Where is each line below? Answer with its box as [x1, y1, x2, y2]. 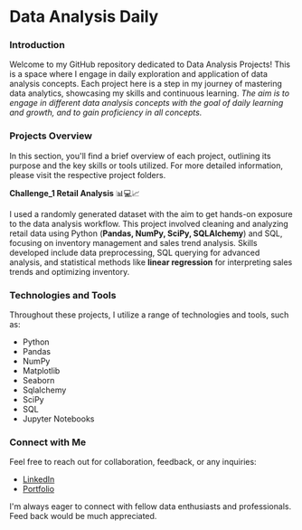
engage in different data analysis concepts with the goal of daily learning [9, 98, 284, 109]
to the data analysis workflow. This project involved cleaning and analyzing [9, 218, 289, 229]
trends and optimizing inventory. [9, 266, 130, 277]
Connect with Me [9, 436, 87, 449]
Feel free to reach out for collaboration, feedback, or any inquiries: [9, 457, 257, 468]
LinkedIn [22, 474, 55, 485]
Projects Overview [9, 129, 93, 142]
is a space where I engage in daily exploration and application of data [9, 69, 269, 80]
